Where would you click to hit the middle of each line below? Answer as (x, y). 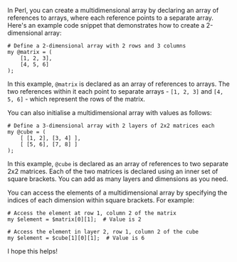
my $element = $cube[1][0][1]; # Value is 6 (76, 238)
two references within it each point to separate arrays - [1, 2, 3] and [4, (116, 91)
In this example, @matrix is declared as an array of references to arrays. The (118, 84)
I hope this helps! (33, 251)
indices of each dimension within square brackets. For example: (101, 200)
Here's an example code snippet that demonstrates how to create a (106, 25)
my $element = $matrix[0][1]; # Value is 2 (74, 219)
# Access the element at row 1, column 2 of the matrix (92, 213)
